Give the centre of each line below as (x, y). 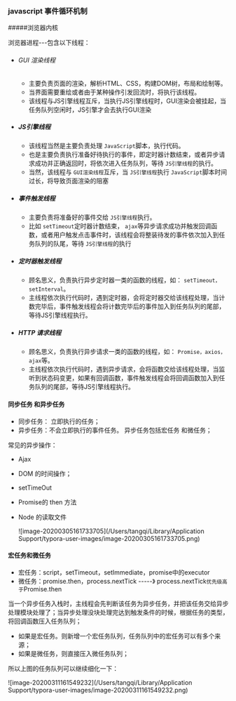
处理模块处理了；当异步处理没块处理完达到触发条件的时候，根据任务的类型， (118, 612)
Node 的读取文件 (42, 517)
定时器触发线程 (40, 261)
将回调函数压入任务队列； (45, 621)
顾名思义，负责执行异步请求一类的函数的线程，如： (102, 352)
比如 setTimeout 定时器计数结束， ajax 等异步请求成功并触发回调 (120, 226)
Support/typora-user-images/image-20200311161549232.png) (98, 690)
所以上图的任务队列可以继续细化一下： (63, 668)
